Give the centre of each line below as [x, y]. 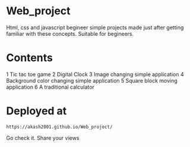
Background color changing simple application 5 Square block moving [92, 80]
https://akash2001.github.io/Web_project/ [59, 127]
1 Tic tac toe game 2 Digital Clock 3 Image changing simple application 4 [95, 74]
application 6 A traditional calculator [50, 87]
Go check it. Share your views [43, 137]
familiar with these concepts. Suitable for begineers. [70, 33]
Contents [30, 58]
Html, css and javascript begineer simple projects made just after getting [95, 27]
